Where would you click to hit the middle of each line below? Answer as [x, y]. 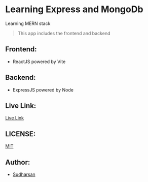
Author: [18, 162]
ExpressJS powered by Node [43, 89]
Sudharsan [24, 174]
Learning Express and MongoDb [74, 9]
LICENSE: [21, 134]
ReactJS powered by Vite [39, 62]
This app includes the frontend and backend [64, 33]
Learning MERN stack [28, 23]
